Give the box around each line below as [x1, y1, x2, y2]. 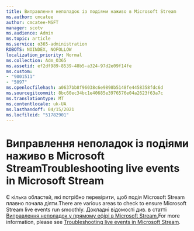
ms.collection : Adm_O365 [6, 57, 67, 63]
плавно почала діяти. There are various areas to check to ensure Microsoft [6, 200, 187, 207]
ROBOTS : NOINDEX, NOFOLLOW [6, 47, 72, 53]
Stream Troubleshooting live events [6, 162, 180, 175]
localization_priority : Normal [6, 52, 82, 58]
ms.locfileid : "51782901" [6, 112, 69, 118]
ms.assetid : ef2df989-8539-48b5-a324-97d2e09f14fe [6, 63, 132, 69]
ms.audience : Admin [6, 30, 54, 36]
